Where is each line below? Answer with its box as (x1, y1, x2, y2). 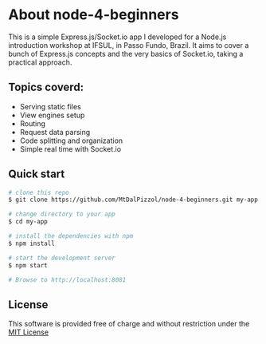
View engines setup (19, 110, 85, 120)
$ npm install (8, 239, 56, 247)
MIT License (8, 327, 49, 337)
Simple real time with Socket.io (19, 144, 122, 153)
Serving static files (19, 101, 81, 111)
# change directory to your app (8, 210, 115, 219)
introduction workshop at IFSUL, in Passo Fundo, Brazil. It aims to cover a (8, 40, 249, 49)
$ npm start (8, 261, 48, 269)
